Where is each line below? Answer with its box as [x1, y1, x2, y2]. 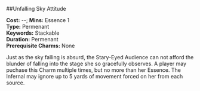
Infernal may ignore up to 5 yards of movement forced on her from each [6, 73, 183, 80]
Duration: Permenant [6, 36, 59, 43]
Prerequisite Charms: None [6, 42, 75, 49]
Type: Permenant [6, 23, 50, 30]
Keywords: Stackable [6, 29, 60, 37]
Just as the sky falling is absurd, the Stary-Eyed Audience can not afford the [6, 54, 194, 60]
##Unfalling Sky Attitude [6, 5, 67, 12]
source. [6, 79, 25, 86]
